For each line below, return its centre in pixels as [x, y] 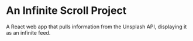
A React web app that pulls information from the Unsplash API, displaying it [96, 27]
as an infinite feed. [28, 32]
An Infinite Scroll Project [66, 11]
